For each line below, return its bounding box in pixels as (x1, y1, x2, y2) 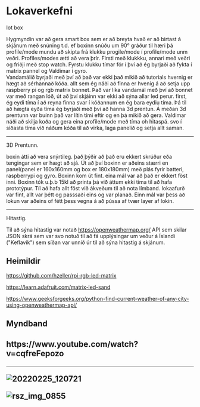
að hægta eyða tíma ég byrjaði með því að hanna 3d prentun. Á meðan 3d (6, 105, 186, 112)
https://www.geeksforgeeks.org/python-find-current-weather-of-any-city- (6, 295, 189, 302)
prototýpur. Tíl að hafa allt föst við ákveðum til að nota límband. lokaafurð (6, 184, 185, 192)
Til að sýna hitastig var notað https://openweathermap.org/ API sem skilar (6, 226, 187, 233)
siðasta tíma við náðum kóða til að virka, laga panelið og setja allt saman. (6, 124, 185, 131)
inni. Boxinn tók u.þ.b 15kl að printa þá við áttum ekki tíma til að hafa (6, 178, 173, 186)
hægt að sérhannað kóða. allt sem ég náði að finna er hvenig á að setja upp (6, 79, 190, 87)
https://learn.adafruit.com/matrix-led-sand (6, 283, 111, 291)
